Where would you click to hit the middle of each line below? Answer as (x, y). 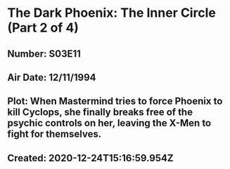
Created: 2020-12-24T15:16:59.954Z (90, 158)
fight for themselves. (55, 134)
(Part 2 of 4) (43, 28)
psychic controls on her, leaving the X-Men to (109, 123)
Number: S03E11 (44, 54)
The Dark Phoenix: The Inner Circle (111, 13)
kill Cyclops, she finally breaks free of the (100, 113)
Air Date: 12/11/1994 (52, 77)
